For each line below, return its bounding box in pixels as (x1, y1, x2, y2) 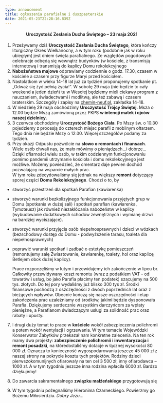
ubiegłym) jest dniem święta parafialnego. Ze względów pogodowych (12, 52, 152, 59)
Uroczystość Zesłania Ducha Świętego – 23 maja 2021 (26, 31, 138, 37)
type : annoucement (5, 7, 42, 12)
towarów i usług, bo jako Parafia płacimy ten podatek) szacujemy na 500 (12, 276, 158, 282)
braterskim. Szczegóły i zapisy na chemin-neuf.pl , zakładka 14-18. (12, 99, 145, 105)
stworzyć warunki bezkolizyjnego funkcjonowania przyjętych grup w (12, 196, 150, 201)
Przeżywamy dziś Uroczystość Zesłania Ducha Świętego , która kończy (12, 42, 157, 48)
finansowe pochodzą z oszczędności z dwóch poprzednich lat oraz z (12, 286, 151, 292)
